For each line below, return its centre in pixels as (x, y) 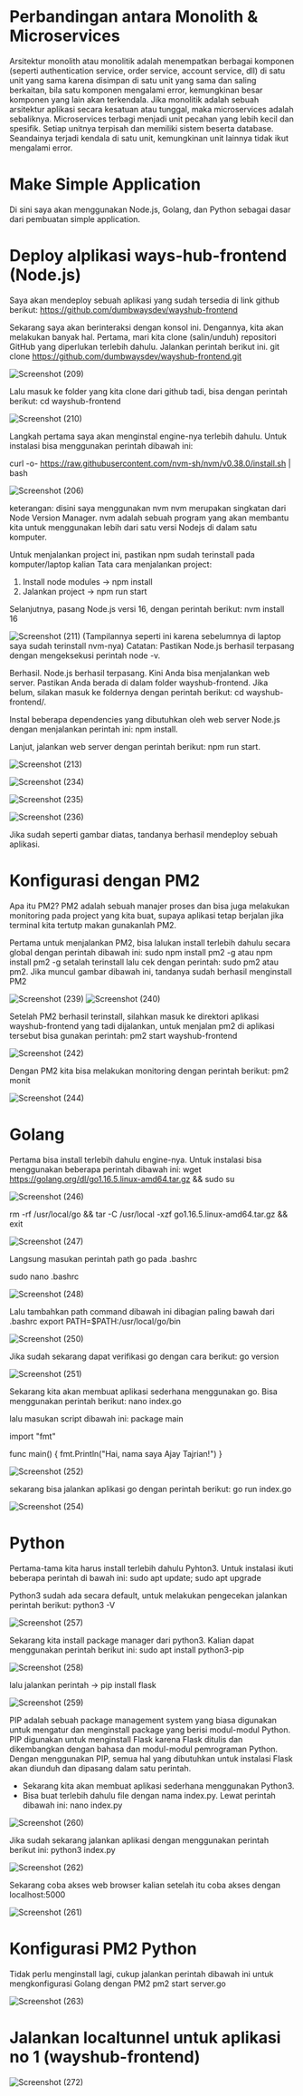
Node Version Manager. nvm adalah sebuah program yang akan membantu (149, 518)
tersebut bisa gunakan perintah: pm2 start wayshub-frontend (123, 1035)
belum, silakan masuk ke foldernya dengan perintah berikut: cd (127, 692)
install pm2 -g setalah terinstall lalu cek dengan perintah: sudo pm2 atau (144, 962)
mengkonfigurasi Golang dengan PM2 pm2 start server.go (118, 1984)
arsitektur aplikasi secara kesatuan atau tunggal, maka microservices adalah (151, 109)
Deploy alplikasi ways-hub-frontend (148, 256)
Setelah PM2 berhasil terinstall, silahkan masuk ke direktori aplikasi (134, 1016)
